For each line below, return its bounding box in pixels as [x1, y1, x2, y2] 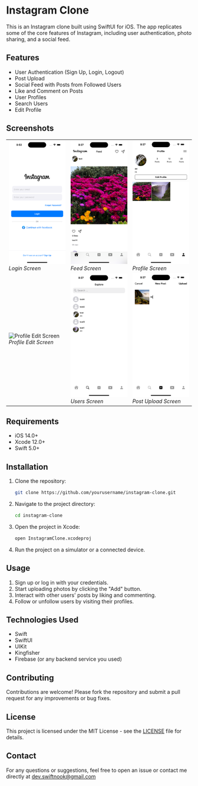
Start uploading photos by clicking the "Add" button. [14, 585, 142, 592]
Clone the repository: [14, 478, 67, 485]
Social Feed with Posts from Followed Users [14, 81, 122, 88]
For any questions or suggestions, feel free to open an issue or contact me [6, 766, 187, 774]
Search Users [14, 100, 48, 107]
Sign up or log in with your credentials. [14, 579, 109, 586]
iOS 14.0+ [14, 432, 38, 439]
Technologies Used [6, 615, 78, 625]
